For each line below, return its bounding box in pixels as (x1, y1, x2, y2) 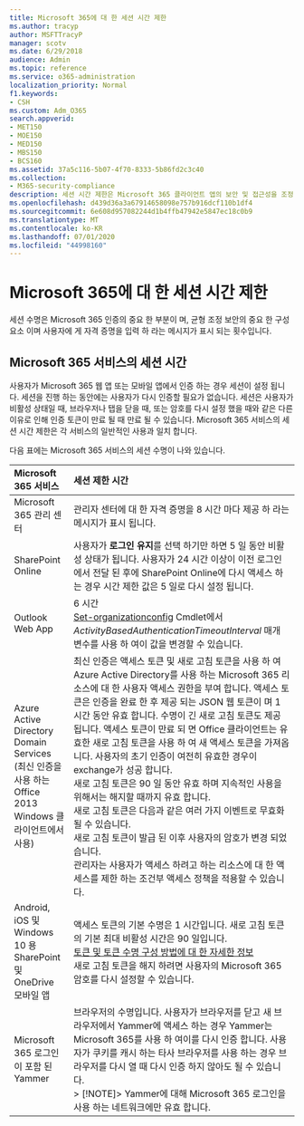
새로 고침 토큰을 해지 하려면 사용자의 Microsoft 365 (73, 959, 282, 972)
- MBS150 (9, 148, 43, 157)
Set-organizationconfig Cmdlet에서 (73, 611, 223, 623)
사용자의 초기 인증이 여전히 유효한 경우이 (94, 750, 258, 762)
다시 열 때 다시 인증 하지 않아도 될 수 (109, 1061, 254, 1073)
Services (14, 747, 52, 759)
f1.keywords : (9, 89, 59, 98)
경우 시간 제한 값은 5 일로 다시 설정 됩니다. (84, 581, 254, 592)
